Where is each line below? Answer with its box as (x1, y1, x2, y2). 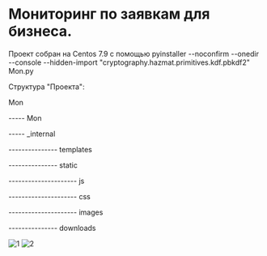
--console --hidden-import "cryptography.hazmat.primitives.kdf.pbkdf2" (8, 58, 251, 67)
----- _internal (8, 129, 56, 139)
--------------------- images (8, 207, 104, 217)
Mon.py (8, 66, 34, 75)
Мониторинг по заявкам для (8, 5, 210, 23)
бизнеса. (8, 22, 73, 41)
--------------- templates (8, 144, 93, 154)
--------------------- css (8, 191, 91, 201)
